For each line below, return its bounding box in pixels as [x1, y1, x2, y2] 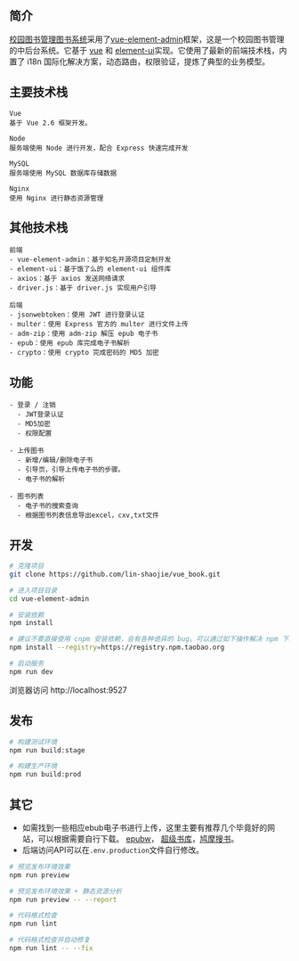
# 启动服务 [9, 659, 44, 669]
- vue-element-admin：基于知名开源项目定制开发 [9, 255, 172, 265]
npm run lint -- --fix [9, 944, 93, 953]
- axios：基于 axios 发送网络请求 [9, 275, 125, 283]
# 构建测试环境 [9, 737, 58, 746]
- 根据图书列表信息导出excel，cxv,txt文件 [17, 511, 160, 520]
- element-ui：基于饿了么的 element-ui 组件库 [9, 265, 172, 274]
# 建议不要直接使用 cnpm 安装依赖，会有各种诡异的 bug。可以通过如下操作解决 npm [9, 635, 279, 644]
